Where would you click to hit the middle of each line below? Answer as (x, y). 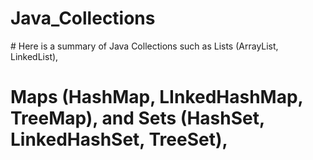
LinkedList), (34, 56)
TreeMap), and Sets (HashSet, (137, 118)
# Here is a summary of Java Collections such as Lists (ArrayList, (144, 46)
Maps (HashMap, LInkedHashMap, (157, 97)
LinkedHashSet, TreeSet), (119, 139)
